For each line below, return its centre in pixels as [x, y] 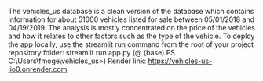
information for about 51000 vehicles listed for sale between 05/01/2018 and [131, 19]
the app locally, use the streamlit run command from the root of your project [131, 44]
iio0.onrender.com [38, 69]
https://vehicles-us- [180, 61]
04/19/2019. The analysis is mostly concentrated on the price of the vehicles [131, 28]
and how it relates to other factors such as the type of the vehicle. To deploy [131, 36]
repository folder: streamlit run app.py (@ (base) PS [91, 53]
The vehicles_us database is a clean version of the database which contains [131, 11]
